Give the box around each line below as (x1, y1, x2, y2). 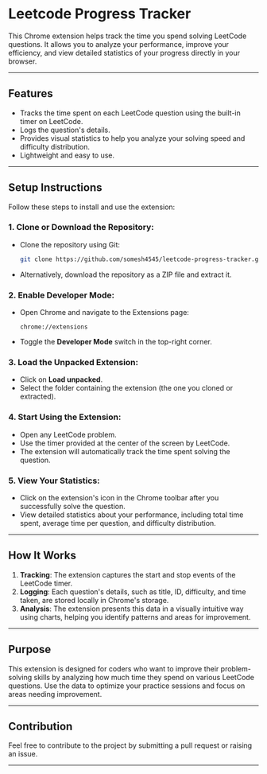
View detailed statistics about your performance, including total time (19, 510, 244, 519)
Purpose (8, 643, 52, 656)
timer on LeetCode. (19, 116, 83, 126)
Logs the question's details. (19, 125, 110, 134)
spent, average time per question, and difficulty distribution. (19, 518, 216, 527)
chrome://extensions (19, 323, 88, 331)
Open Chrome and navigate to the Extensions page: (19, 308, 189, 317)
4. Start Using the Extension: (8, 411, 122, 422)
